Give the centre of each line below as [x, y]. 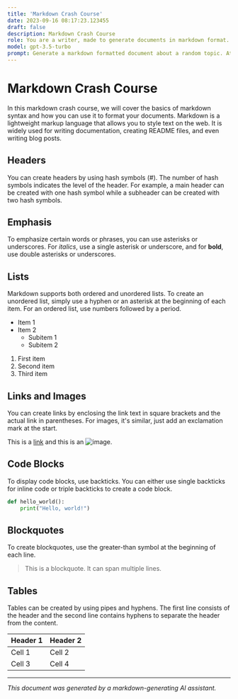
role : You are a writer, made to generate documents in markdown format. [119, 40]
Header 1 [27, 640]
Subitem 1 [42, 338]
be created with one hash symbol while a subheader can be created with [113, 193]
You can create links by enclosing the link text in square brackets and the [114, 413]
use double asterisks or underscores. [62, 254]
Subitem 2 [43, 345]
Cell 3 [21, 664]
